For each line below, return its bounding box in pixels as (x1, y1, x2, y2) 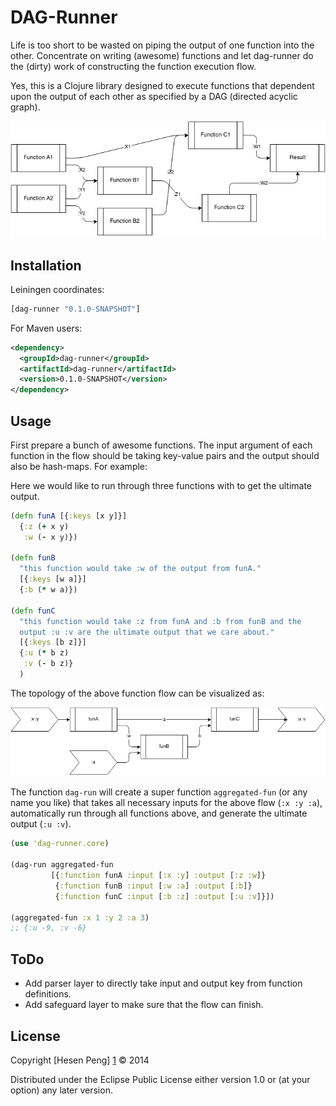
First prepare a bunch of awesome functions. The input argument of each (10, 439, 313, 451)
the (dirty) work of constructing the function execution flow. (10, 60, 257, 72)
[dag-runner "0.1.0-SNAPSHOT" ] (10, 304, 141, 314)
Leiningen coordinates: (10, 283, 105, 295)
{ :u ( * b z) (19, 648, 70, 658)
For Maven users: (10, 322, 83, 334)
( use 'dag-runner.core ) (10, 839, 110, 849)
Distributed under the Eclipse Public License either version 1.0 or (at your (10, 1073, 311, 1085)
